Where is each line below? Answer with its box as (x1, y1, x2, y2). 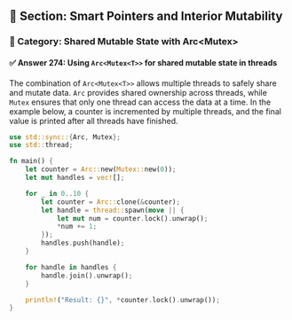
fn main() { (9, 157, 53, 166)
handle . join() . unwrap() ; (41, 271, 133, 280)
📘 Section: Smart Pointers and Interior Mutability (9, 9, 283, 24)
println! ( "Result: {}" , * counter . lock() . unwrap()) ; (25, 295, 220, 304)
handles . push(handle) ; (41, 238, 125, 248)
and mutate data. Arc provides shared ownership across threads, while (9, 87, 268, 98)
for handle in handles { (25, 262, 117, 271)
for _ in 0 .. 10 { (25, 189, 90, 198)
